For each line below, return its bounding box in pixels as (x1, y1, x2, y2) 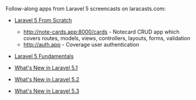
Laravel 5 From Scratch (14, 17, 73, 23)
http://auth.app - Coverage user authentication (23, 41, 139, 48)
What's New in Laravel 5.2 (14, 76, 79, 83)
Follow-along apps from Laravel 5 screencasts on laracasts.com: (5, 5, 166, 12)
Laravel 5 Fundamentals (14, 53, 74, 59)
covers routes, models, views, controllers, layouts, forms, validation (23, 35, 191, 41)
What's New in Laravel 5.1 (14, 64, 78, 71)
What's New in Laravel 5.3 (14, 87, 79, 95)
